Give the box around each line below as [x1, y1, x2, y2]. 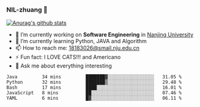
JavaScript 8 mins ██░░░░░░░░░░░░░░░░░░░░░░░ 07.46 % [6, 90, 182, 96]
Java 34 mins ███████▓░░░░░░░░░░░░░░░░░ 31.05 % [6, 74, 182, 80]
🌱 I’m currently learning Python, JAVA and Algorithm [15, 38, 147, 45]
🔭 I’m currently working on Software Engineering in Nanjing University [15, 31, 194, 38]
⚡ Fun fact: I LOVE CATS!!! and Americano [15, 53, 121, 61]
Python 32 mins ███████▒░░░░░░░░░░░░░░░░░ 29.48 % [6, 79, 182, 86]
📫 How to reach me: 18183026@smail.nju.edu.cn [15, 44, 139, 52]
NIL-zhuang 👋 [6, 5, 48, 14]
